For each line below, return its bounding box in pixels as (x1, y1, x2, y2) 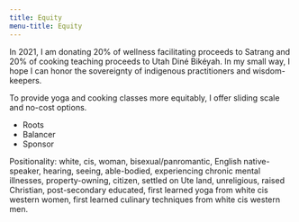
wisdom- (251, 65, 285, 76)
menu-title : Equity (9, 22, 83, 31)
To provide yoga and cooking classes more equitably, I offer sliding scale (9, 92, 280, 103)
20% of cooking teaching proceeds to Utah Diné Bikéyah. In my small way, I (9, 56, 291, 67)
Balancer (22, 129, 56, 139)
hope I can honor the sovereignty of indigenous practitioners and (9, 65, 251, 76)
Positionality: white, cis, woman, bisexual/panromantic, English (9, 155, 242, 166)
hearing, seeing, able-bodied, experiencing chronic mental (43, 165, 261, 176)
